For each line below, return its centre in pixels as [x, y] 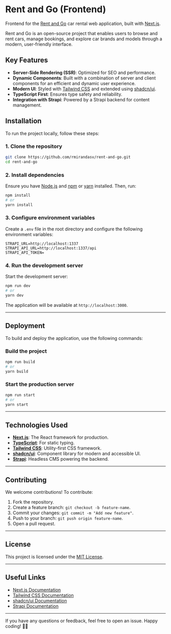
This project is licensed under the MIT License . [54, 557]
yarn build [17, 371]
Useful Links [25, 578]
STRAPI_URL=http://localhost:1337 [42, 244]
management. [27, 105]
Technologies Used [36, 425]
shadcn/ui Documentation [40, 600]
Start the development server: [37, 277]
